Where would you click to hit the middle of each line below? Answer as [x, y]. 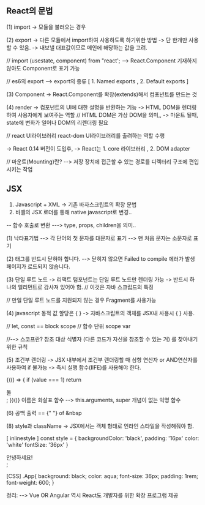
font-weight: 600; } [30, 482]
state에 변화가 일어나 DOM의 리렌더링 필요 [57, 122]
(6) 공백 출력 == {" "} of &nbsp [44, 413]
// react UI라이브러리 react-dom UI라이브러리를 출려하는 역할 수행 [86, 135]
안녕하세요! [20, 457]
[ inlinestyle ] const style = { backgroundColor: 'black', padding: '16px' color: [103, 438]
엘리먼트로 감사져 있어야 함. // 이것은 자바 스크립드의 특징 [86, 287]
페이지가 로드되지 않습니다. [38, 266]
